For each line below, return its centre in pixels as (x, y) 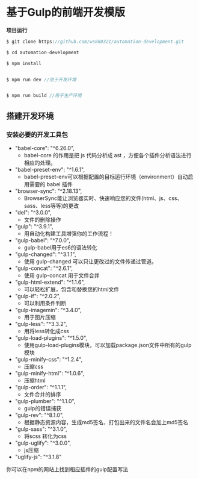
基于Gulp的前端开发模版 (66, 12)
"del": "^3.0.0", (33, 212)
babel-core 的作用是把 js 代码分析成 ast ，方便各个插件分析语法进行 (108, 155)
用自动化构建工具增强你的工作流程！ (69, 233)
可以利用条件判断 (45, 303)
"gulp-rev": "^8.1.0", (39, 415)
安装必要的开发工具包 (37, 134)
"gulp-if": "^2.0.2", (38, 296)
